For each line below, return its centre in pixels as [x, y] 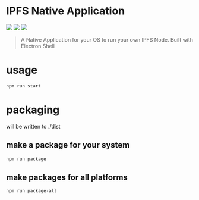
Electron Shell [38, 46]
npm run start [24, 86]
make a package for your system [68, 145]
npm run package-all [32, 191]
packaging [33, 110]
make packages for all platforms [67, 177]
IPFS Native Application [66, 11]
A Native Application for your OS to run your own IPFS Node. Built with [107, 39]
